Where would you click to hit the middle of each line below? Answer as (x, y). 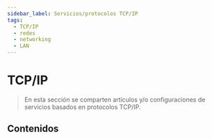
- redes (25, 33)
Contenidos (33, 129)
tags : (15, 20)
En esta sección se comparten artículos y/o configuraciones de (115, 99)
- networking (32, 40)
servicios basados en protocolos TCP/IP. (82, 107)
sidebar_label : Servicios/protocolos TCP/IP (73, 14)
